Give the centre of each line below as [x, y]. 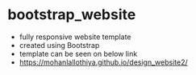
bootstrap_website [72, 15]
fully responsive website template [75, 37]
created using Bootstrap [59, 45]
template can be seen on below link [78, 53]
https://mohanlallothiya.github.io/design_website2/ [103, 62]
